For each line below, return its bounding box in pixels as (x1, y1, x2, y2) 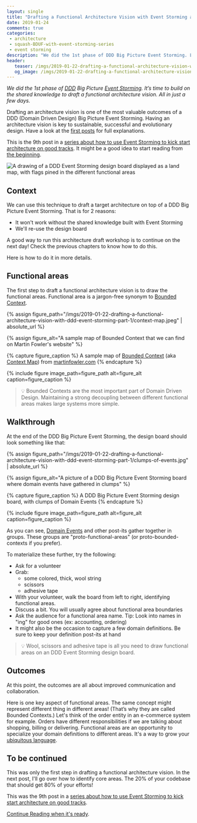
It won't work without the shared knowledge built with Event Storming (15, 219, 183, 226)
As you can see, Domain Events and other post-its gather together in (6, 527, 172, 534)
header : (6, 58, 26, 63)
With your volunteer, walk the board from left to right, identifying (15, 593, 170, 601)
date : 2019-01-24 (6, 19, 49, 25)
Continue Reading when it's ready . (6, 811, 89, 818)
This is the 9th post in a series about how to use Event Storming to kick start (6, 139, 191, 146)
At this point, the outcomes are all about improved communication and (6, 682, 176, 689)
